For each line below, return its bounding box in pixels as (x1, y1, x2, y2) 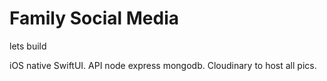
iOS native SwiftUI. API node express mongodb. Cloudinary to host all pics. (9, 59, 317, 71)
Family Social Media (9, 7, 180, 30)
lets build (9, 40, 47, 52)
